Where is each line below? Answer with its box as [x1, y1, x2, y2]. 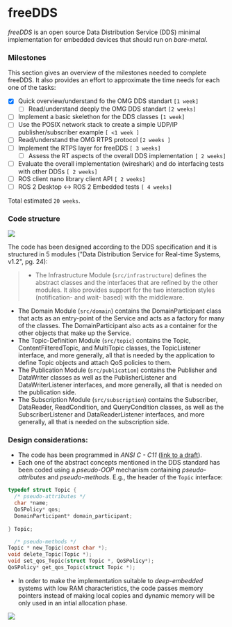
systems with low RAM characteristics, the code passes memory [17, 584, 204, 592]
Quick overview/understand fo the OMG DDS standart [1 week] [17, 97, 199, 105]
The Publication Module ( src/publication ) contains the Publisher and [17, 366, 217, 374]
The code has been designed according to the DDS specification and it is [8, 242, 217, 251]
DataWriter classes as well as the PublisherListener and [17, 373, 176, 382]
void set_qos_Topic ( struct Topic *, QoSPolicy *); [8, 557, 155, 565]
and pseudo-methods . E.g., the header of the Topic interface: [47, 473, 223, 481]
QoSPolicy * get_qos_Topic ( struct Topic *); [8, 564, 136, 571]
